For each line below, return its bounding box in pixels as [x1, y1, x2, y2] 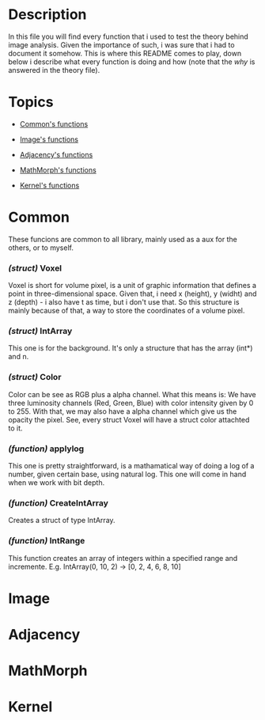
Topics [8, 93, 54, 112]
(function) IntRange [8, 536, 85, 547]
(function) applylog [8, 443, 85, 454]
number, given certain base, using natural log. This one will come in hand [8, 469, 247, 479]
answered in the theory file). [8, 65, 100, 74]
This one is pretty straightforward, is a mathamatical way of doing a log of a [8, 461, 255, 470]
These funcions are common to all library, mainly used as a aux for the [8, 234, 237, 244]
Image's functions [19, 135, 79, 144]
